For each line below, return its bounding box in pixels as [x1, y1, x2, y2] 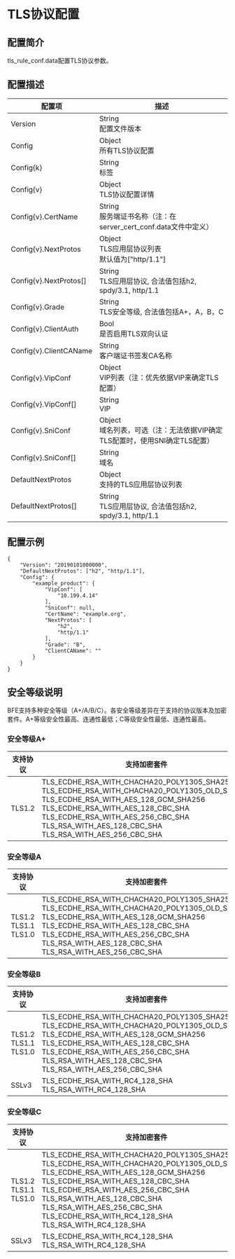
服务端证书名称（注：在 [99, 211, 177, 221]
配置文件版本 [99, 123, 142, 133]
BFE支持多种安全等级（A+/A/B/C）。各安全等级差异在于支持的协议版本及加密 [7, 706, 227, 715]
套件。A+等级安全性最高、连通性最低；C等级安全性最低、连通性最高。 [7, 715, 210, 723]
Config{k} [10, 163, 43, 172]
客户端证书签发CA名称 [99, 351, 173, 360]
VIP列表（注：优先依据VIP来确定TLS [99, 372, 219, 382]
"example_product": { [32, 580, 96, 587]
